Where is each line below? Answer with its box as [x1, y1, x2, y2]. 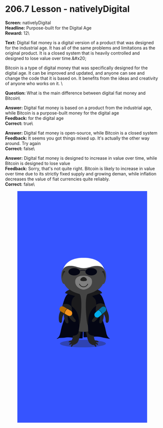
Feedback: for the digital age [5, 115, 64, 121]
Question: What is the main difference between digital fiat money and [5, 90, 146, 96]
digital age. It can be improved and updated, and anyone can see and [5, 70, 145, 76]
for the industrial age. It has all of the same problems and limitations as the [5, 45, 156, 51]
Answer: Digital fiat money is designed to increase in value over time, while [5, 155, 158, 161]
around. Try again [5, 140, 41, 146]
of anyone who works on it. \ [5, 80, 63, 86]
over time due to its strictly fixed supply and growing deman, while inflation [5, 171, 157, 176]
